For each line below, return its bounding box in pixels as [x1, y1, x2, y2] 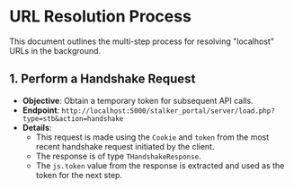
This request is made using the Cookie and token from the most [35, 132, 270, 142]
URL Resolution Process [9, 6, 192, 27]
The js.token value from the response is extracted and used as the [35, 159, 285, 171]
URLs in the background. [9, 45, 102, 56]
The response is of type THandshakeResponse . [35, 150, 201, 161]
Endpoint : [22, 105, 60, 116]
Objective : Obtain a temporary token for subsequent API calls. [22, 95, 254, 106]
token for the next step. [35, 169, 123, 180]
